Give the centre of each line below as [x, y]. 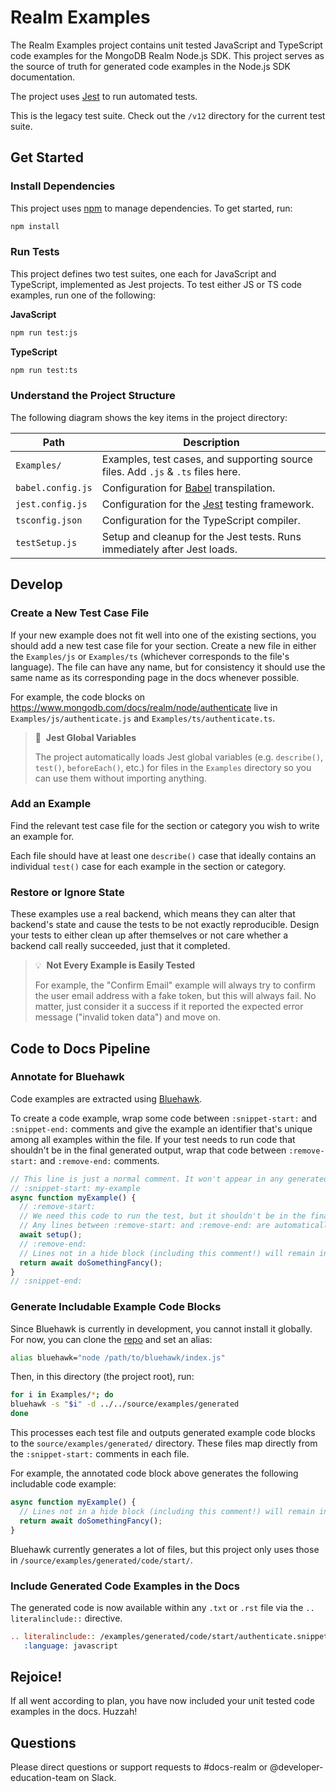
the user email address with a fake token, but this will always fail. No [175, 996]
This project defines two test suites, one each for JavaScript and [143, 273]
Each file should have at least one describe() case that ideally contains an [163, 855]
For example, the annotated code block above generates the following [154, 1473]
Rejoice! [36, 1677]
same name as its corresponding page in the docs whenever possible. [155, 677]
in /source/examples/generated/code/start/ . [101, 1560]
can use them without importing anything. [120, 778]
